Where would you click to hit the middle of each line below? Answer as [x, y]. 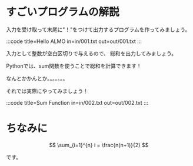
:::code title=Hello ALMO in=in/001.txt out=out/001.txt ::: [74, 41]
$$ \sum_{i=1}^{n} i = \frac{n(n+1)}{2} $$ [99, 145]
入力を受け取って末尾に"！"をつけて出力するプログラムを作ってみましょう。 [98, 29]
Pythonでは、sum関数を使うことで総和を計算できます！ [74, 66]
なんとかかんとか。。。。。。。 [37, 78]
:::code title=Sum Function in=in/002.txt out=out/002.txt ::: [77, 102]
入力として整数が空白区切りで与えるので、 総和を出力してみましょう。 [91, 53]
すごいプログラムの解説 [63, 12]
